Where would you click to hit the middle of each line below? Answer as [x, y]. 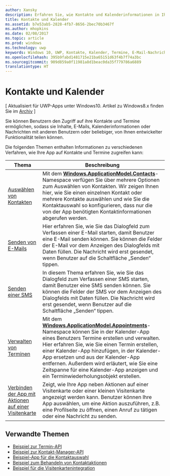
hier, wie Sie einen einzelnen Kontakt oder [92, 193]
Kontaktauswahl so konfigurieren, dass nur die [97, 205]
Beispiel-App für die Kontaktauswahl [51, 457]
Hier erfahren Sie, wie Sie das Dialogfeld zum [96, 227]
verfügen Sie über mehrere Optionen [116, 180]
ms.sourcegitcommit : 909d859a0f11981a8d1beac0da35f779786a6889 [73, 62]
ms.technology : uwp [26, 48]
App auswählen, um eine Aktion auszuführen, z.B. [101, 403]
